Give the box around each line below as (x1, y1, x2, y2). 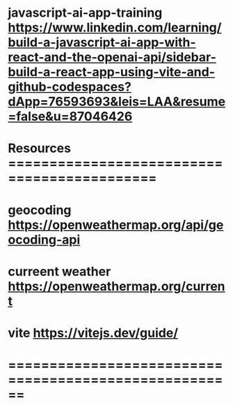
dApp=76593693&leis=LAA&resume (8, 94, 225, 109)
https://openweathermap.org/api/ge (8, 217, 224, 233)
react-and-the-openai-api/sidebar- (8, 49, 216, 66)
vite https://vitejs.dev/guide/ (8, 325, 179, 341)
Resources (8, 141, 72, 156)
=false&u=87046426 (8, 109, 133, 125)
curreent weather (8, 263, 111, 280)
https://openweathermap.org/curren (8, 278, 225, 294)
